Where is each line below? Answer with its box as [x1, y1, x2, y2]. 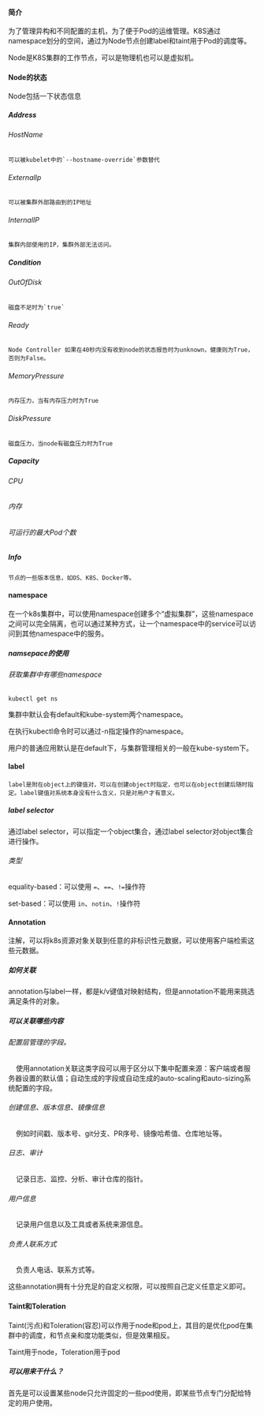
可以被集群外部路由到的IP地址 [8, 198, 92, 207]
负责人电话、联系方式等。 [15, 1265, 99, 1274]
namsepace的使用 [8, 648, 69, 658]
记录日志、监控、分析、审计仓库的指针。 [15, 1174, 147, 1184]
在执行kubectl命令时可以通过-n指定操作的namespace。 [8, 726, 188, 736]
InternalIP [8, 215, 40, 224]
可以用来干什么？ [8, 1367, 64, 1376]
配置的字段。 [14, 1083, 57, 1093]
